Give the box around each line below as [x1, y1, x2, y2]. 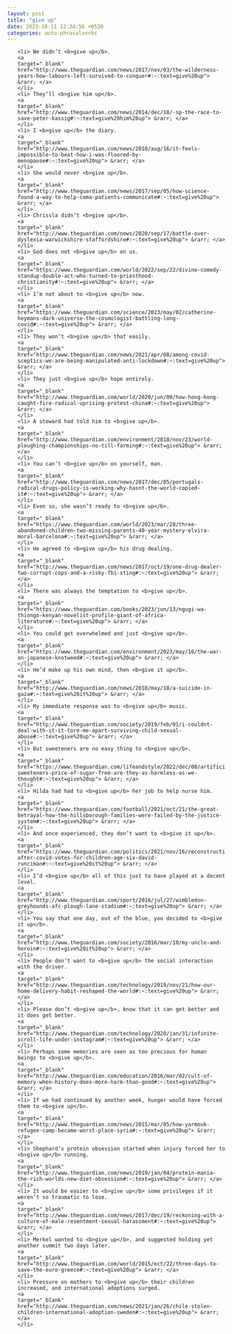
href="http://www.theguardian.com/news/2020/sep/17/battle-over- [17, 230, 210, 238]
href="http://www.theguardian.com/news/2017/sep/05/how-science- [17, 188, 210, 195]
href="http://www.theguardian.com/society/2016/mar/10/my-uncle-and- [17, 939, 223, 946]
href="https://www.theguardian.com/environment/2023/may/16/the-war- [17, 648, 223, 655]
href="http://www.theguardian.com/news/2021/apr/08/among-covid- [17, 351, 210, 359]
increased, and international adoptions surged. [17, 1285, 161, 1292]
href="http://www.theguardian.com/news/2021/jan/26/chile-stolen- [17, 1303, 213, 1310]
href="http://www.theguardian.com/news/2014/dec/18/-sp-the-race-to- [17, 109, 223, 116]
